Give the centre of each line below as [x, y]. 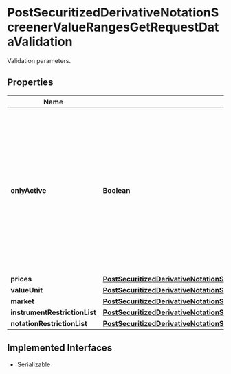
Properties [30, 83]
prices [21, 279]
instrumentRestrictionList [53, 312]
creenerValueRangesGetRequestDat [113, 27]
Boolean [117, 190]
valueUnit [27, 290]
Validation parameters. [39, 60]
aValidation [40, 42]
